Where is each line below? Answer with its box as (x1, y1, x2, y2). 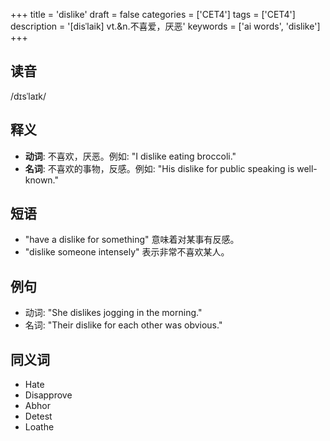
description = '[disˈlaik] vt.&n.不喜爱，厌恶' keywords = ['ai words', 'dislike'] (10, 20, 321, 32)
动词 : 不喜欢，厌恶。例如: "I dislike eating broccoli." (24, 150, 237, 162)
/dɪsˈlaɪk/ (10, 90, 47, 102)
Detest (24, 410, 53, 423)
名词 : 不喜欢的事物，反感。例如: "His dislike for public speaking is (24, 162, 295, 174)
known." (24, 174, 60, 186)
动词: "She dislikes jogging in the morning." (24, 307, 203, 319)
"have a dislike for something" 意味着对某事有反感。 (24, 234, 240, 246)
